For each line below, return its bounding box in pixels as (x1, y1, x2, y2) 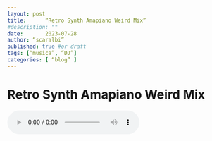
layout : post (7, 10, 46, 18)
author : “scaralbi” (7, 37, 65, 44)
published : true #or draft (7, 43, 87, 50)
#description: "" (7, 23, 58, 30)
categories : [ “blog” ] (7, 56, 77, 63)
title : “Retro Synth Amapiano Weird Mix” (7, 17, 146, 24)
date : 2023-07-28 (7, 30, 77, 37)
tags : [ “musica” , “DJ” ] (7, 50, 77, 57)
